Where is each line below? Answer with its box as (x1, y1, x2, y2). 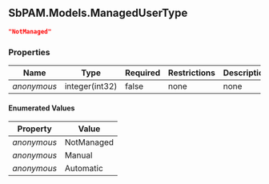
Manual (64, 150, 93, 161)
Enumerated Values (8, 103, 75, 113)
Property (17, 123, 52, 134)
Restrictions (167, 67, 216, 78)
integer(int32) (64, 80, 118, 91)
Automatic (64, 163, 104, 174)
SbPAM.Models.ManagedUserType (8, 6, 188, 20)
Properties (8, 46, 50, 58)
